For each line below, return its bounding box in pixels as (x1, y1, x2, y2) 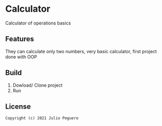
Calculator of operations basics (5, 20, 71, 26)
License (5, 102, 31, 111)
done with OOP (5, 54, 37, 60)
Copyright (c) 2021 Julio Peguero (5, 116, 79, 121)
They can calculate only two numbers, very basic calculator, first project (5, 48, 157, 54)
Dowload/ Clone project (12, 82, 63, 88)
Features (5, 35, 34, 43)
